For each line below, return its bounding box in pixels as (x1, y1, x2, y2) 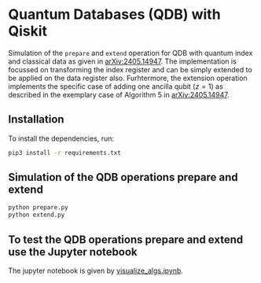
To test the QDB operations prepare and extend (8, 233, 244, 246)
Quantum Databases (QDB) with (8, 6, 222, 24)
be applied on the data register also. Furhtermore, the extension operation (8, 73, 248, 83)
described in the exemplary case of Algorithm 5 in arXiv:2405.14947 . (8, 90, 230, 99)
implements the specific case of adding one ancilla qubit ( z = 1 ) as (8, 81, 224, 91)
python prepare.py (8, 204, 68, 211)
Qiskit (8, 22, 48, 40)
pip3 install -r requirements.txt (8, 149, 122, 156)
